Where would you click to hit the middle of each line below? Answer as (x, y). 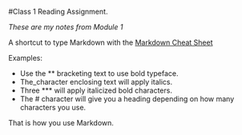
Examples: (25, 58)
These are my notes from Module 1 (66, 27)
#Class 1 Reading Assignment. (58, 12)
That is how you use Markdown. (61, 123)
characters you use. (53, 107)
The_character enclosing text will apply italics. (96, 82)
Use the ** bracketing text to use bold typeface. (99, 73)
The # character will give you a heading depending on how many (127, 99)
